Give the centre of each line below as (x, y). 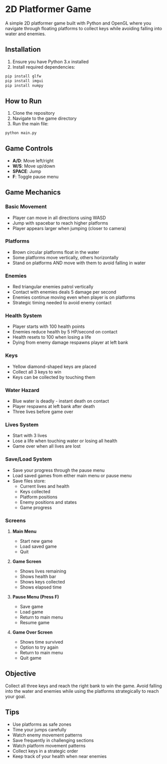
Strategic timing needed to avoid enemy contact (62, 303)
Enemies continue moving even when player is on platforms (74, 297)
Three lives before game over (43, 412)
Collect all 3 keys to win (37, 371)
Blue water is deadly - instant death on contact (60, 401)
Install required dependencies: (44, 67)
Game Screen (27, 561)
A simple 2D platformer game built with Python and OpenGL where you (78, 23)
